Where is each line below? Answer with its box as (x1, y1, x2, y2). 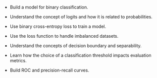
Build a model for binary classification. (9, 4, 88, 10)
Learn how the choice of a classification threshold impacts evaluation (9, 52, 152, 58)
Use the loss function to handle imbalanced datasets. (9, 33, 119, 39)
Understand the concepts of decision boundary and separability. (9, 43, 142, 49)
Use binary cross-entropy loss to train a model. (9, 23, 106, 29)
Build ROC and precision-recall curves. (9, 67, 89, 73)
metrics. (9, 58, 27, 64)
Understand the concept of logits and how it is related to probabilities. (9, 14, 153, 19)
